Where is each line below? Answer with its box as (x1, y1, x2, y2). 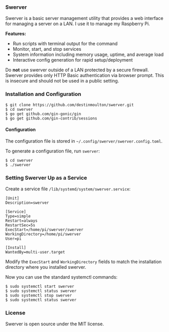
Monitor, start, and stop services (12, 46, 81, 52)
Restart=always (5, 218, 38, 224)
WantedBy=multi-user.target (5, 250, 66, 255)
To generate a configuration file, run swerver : (5, 148, 100, 154)
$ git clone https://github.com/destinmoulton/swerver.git (5, 102, 134, 107)
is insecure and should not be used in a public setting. (5, 78, 119, 84)
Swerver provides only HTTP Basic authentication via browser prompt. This (5, 72, 164, 79)
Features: (5, 31, 27, 37)
